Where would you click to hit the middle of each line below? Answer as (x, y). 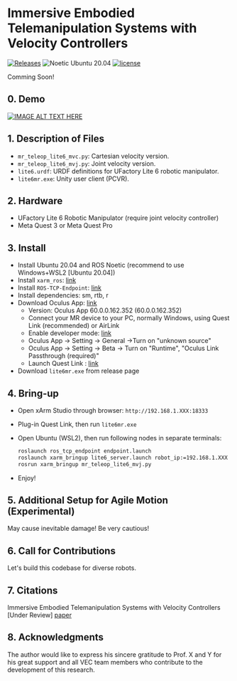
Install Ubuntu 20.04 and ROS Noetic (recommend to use (101, 265)
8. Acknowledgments (56, 637)
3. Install (27, 248)
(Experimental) (41, 511)
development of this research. (51, 670)
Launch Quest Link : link (64, 364)
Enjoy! (27, 477)
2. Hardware (35, 201)
